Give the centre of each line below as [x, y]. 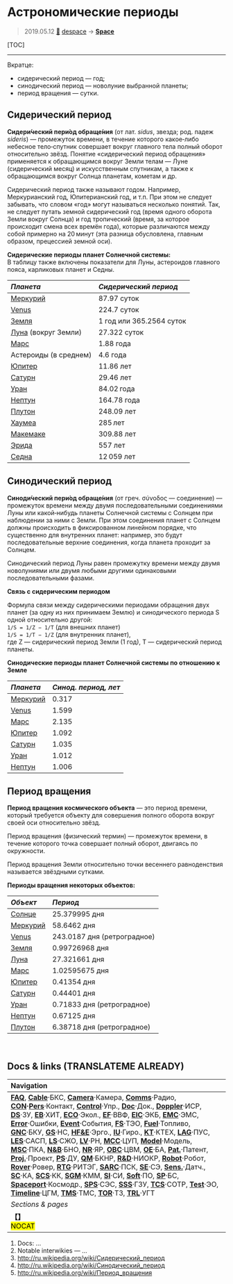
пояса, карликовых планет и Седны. [61, 269]
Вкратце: [20, 65]
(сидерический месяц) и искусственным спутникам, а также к [101, 168]
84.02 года [116, 389]
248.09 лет [117, 411]
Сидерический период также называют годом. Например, [94, 189]
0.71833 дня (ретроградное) [101, 1005]
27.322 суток [121, 332]
